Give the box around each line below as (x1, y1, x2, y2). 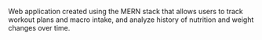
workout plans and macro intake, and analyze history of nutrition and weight (8, 15, 254, 24)
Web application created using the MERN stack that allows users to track (8, 7, 243, 16)
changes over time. (8, 24, 71, 32)
